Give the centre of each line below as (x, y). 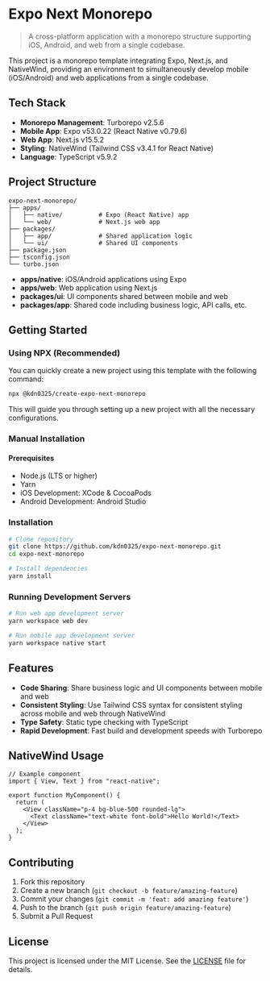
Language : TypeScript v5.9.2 (69, 156)
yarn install (30, 576)
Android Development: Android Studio (83, 501)
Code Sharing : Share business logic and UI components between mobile (141, 688)
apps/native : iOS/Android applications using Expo (103, 279)
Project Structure (52, 182)
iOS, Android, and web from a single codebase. (106, 44)
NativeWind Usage (56, 756)
